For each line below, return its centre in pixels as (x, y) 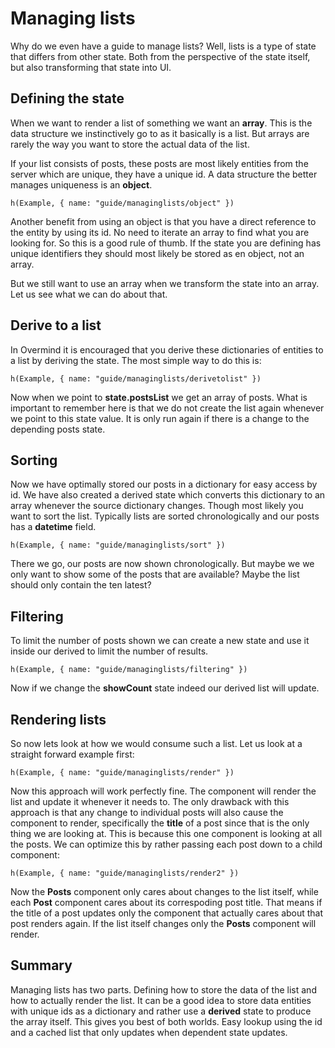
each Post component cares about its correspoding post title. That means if (166, 902)
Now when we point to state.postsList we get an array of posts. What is (159, 397)
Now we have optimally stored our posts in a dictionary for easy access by (164, 484)
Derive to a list (56, 325)
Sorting (34, 460)
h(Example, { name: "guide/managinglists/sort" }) (118, 545)
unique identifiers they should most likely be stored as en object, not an (157, 253)
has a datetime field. (53, 527)
